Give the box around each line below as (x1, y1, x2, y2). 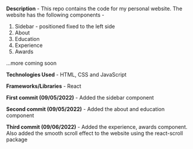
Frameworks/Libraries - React (6, 83, 81, 90)
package (6, 136, 28, 143)
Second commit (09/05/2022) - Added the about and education (6, 106, 165, 112)
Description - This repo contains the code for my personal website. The (6, 5, 183, 12)
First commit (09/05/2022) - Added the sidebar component (6, 94, 154, 101)
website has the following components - (6, 11, 105, 18)
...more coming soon (6, 59, 57, 66)
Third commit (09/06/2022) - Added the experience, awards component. (6, 123, 188, 130)
